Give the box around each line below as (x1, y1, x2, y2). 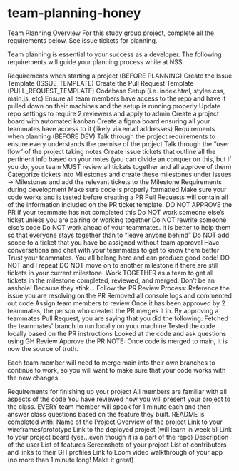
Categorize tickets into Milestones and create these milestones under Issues (7, 170, 232, 178)
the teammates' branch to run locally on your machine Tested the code (7, 321, 216, 330)
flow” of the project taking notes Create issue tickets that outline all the (7, 147, 216, 156)
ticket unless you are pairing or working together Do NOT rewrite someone (7, 216, 227, 224)
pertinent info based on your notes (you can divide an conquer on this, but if (7, 155, 232, 163)
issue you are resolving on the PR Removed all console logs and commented (7, 291, 232, 300)
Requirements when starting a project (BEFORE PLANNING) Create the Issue (7, 71, 233, 80)
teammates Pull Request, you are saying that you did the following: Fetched (7, 314, 229, 323)
